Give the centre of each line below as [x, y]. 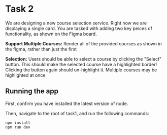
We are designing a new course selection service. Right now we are [76, 23]
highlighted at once [25, 75]
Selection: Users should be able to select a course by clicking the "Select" [83, 59]
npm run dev [18, 127]
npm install [18, 123]
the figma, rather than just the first [41, 49]
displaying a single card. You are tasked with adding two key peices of [79, 28]
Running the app [32, 91]
